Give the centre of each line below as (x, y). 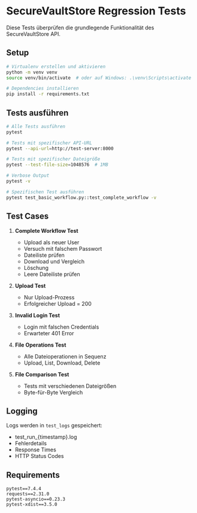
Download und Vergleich (54, 261)
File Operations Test (40, 345)
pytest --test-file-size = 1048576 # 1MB (57, 165)
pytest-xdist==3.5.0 (32, 505)
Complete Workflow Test (47, 230)
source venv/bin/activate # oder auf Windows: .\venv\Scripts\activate (99, 78)
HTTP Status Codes (39, 456)
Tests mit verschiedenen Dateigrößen (70, 386)
